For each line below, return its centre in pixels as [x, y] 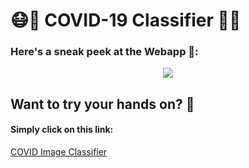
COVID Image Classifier [59, 152]
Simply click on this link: [62, 130]
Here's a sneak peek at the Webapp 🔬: [104, 52]
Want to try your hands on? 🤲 [102, 104]
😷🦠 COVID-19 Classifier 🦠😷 [126, 20]
